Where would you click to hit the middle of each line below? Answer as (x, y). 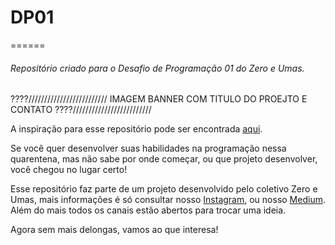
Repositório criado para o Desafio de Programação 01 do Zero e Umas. (157, 68)
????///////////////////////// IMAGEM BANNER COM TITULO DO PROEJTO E (159, 99)
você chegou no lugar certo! (69, 170)
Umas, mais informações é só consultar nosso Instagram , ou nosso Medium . (168, 200)
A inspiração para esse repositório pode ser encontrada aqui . (136, 129)
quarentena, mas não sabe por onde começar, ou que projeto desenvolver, (164, 159)
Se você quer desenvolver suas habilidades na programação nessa (148, 148)
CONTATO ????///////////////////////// (81, 110)
